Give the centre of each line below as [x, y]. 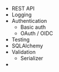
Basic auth [33, 27]
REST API [23, 8]
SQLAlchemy [27, 46]
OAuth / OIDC [37, 33]
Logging [22, 15]
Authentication [29, 21]
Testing [21, 40]
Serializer [32, 58]
